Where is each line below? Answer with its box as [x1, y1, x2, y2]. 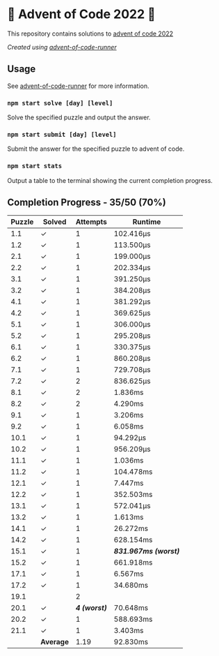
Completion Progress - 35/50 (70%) [7, 197, 167, 209]
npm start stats [7, 162, 63, 170]
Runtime [132, 217, 161, 227]
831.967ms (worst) [113, 546, 180, 556]
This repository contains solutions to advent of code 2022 [7, 29, 174, 38]
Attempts [75, 217, 108, 227]
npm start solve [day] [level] [7, 99, 113, 107]
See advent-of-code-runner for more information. [7, 82, 149, 90]
